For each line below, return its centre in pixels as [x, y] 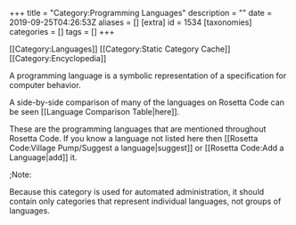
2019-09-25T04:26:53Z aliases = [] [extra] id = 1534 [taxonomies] [131, 22]
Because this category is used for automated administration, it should [137, 192]
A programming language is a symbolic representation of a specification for [148, 76]
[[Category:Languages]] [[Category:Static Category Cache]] [120, 49]
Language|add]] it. [43, 157]
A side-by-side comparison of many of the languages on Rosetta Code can [147, 102]
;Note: [21, 174]
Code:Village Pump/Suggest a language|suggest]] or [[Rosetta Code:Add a [147, 148]
